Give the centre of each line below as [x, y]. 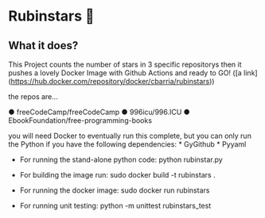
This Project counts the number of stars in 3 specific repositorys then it [125, 64]
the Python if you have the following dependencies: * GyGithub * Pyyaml [127, 144]
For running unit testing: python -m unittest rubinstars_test [115, 206]
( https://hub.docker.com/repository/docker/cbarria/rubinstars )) [111, 81]
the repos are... [33, 97]
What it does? [43, 46]
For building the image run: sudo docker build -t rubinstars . [118, 175]
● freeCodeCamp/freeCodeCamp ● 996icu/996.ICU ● [99, 112]
